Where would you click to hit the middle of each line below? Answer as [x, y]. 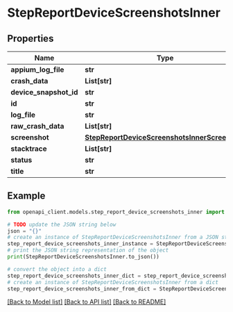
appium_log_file [37, 69]
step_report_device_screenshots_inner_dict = [74, 276]
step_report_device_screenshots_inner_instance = [80, 244]
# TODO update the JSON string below [62, 224]
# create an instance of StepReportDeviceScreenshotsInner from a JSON [113, 238]
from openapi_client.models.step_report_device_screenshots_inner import [116, 212]
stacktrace [29, 149]
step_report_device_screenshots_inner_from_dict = [82, 289]
